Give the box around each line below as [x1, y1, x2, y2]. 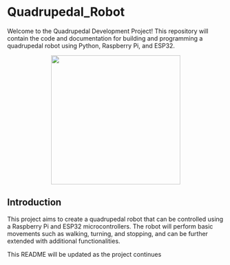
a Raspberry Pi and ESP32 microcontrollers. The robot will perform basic [7, 222, 213, 231]
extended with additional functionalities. [7, 237, 121, 245]
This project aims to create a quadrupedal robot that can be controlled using [7, 215, 224, 223]
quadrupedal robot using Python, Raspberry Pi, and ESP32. [7, 41, 176, 50]
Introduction [7, 197, 62, 209]
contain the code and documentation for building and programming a [7, 34, 203, 42]
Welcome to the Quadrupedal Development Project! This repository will [7, 27, 209, 35]
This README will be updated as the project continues [7, 250, 162, 258]
